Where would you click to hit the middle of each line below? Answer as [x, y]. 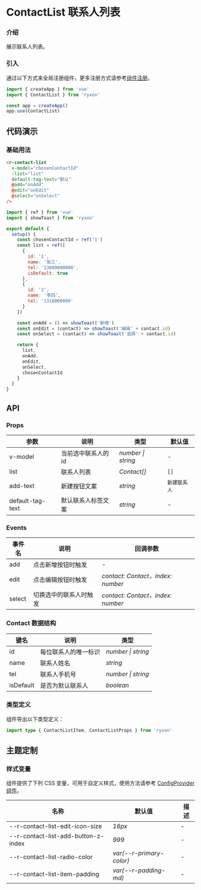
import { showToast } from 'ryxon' [51, 218]
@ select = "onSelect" [36, 196]
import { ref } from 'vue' [40, 212]
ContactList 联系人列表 [63, 12]
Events [16, 527]
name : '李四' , [44, 296]
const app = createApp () [37, 105]
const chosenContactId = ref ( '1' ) [60, 240]
